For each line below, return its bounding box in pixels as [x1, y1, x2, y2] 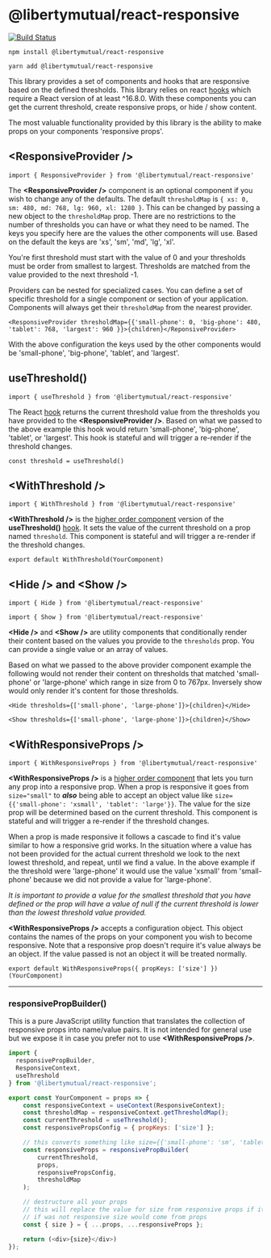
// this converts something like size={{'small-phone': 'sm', [23, 1138, 236, 1147]
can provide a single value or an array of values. [8, 645, 169, 654]
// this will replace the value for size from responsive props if [23, 1205, 254, 1214]
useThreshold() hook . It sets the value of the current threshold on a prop [8, 523, 251, 532]
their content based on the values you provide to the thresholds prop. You [8, 636, 255, 646]
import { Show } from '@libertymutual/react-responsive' [8, 613, 204, 621]
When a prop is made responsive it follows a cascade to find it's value [8, 832, 241, 841]
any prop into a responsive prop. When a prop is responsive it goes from [8, 782, 249, 791]
